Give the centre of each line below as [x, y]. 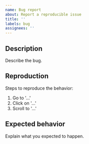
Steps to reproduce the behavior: [39, 88]
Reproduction [27, 76]
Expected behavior [35, 124]
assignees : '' [20, 28]
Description [24, 49]
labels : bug [17, 24]
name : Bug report [23, 10]
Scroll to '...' [24, 108]
